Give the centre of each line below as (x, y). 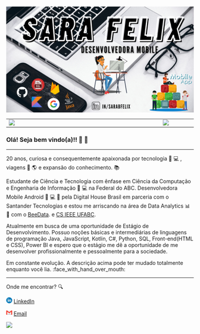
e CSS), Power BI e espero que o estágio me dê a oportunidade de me (92, 245)
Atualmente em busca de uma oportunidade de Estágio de (77, 226)
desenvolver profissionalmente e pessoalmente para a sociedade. (87, 252)
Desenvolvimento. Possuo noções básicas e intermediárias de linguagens (96, 233)
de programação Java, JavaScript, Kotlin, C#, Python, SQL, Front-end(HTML (100, 239)
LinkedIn (24, 301)
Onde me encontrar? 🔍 (35, 287)
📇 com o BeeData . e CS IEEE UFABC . (51, 215)
